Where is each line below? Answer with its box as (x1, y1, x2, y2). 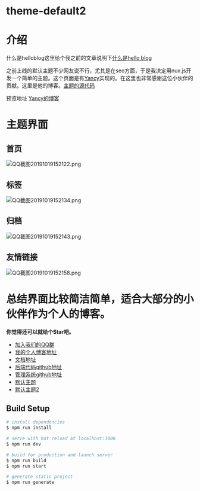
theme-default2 (6, 4, 86, 18)
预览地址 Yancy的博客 (6, 94, 60, 102)
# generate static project (6, 474, 73, 480)
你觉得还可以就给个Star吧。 (6, 328, 74, 336)
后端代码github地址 (14, 363, 62, 370)
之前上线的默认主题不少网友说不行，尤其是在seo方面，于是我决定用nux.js (6, 67, 186, 74)
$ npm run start (6, 463, 46, 469)
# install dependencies (6, 419, 65, 425)
